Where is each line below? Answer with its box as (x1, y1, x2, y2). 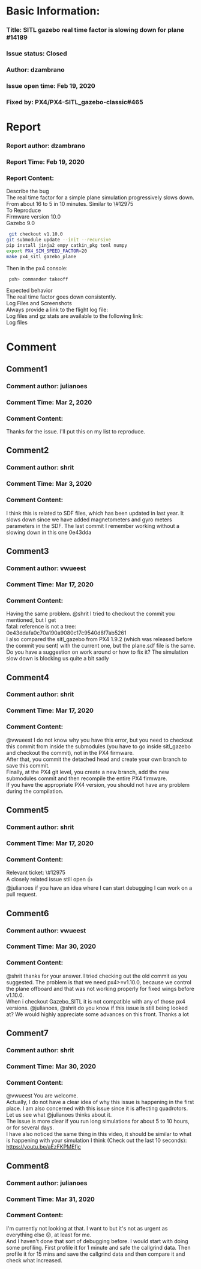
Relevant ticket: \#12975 (6, 869, 66, 877)
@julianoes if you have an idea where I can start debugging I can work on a (6, 884, 193, 892)
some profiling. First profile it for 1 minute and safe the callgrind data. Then (6, 1244, 191, 1251)
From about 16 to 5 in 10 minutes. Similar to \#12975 (6, 200, 134, 208)
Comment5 (6, 805, 49, 815)
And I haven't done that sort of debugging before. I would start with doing (6, 1237, 188, 1244)
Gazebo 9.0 (6, 220, 35, 227)
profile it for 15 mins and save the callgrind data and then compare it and (6, 1250, 185, 1258)
